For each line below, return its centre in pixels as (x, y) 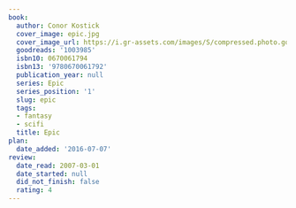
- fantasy (34, 116)
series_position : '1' (56, 91)
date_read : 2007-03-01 (58, 166)
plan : (18, 141)
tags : (27, 108)
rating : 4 (34, 190)
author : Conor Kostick (58, 26)
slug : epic (36, 100)
